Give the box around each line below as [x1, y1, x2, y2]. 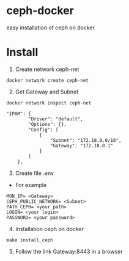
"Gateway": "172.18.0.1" [50, 142, 114, 149]
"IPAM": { [6, 111, 32, 117]
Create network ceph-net [15, 65, 79, 73]
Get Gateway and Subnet [15, 88, 78, 95]
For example [15, 181, 47, 188]
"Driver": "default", [28, 116, 84, 122]
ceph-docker [6, 4, 75, 18]
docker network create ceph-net [6, 77, 89, 83]
